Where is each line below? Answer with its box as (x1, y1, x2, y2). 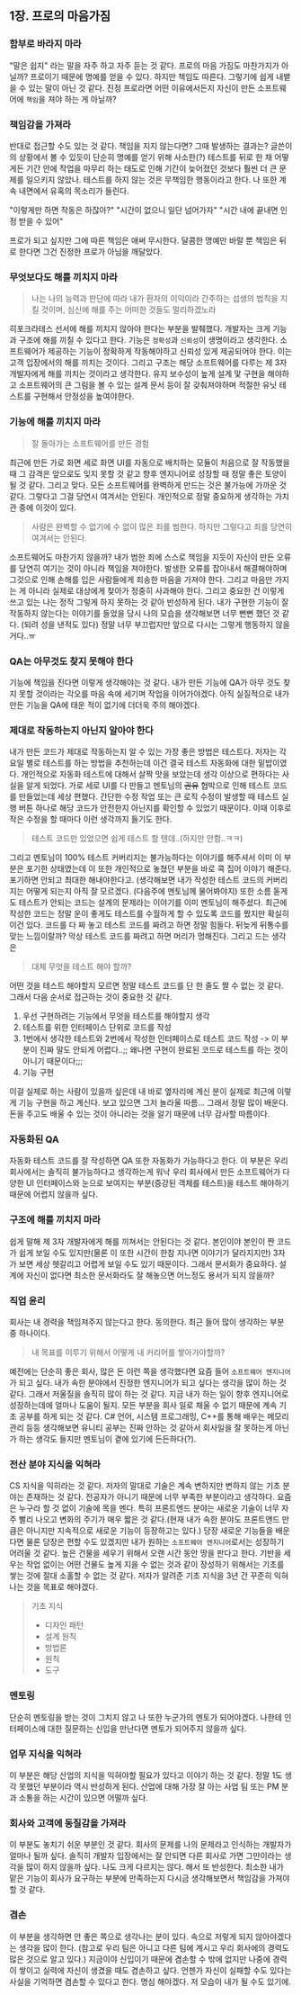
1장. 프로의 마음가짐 (9, 8, 111, 24)
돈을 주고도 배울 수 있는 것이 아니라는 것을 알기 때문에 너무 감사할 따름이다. (9, 1109, 270, 1119)
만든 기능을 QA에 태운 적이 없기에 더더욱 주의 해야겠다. (9, 699, 200, 710)
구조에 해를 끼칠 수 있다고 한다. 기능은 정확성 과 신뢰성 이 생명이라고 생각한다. (18, 335, 279, 346)
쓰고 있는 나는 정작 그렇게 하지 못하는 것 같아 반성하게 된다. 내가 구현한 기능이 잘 (9, 597, 289, 607)
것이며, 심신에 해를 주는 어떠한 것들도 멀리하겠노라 (40, 304, 217, 315)
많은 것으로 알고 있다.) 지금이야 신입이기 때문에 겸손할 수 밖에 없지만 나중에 (9, 1954, 271, 1964)
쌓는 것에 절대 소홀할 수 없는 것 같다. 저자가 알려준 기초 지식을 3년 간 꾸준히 (9, 1570, 272, 1581)
